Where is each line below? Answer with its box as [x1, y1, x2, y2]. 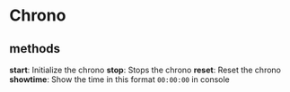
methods [9, 41, 61, 56]
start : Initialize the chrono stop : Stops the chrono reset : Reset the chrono [9, 64, 281, 75]
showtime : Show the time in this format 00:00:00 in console [9, 74, 231, 85]
